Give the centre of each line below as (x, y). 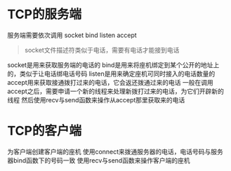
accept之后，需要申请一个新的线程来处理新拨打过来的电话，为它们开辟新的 (116, 91)
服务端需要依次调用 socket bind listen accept (72, 35)
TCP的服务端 (45, 14)
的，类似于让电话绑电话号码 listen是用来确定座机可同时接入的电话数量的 (111, 74)
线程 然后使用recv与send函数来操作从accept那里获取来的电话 (96, 100)
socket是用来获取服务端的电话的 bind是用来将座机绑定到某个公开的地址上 (113, 64)
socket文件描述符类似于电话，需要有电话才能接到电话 (102, 50)
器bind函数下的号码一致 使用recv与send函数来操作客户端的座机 (99, 160)
